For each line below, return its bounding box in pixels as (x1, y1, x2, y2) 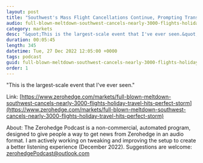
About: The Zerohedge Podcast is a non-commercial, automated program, (6, 124, 191, 132)
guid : (6, 59, 20, 65)
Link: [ (6, 93, 22, 100)
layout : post (6, 8, 39, 15)
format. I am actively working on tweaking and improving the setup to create (6, 137, 196, 144)
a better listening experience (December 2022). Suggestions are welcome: (6, 143, 192, 151)
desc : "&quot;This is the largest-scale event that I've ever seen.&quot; (6, 31, 199, 37)
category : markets (6, 25, 53, 32)
